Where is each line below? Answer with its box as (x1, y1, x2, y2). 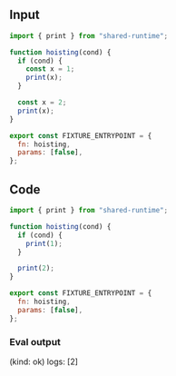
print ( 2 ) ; (17, 263, 54, 273)
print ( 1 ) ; (25, 239, 64, 248)
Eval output (9, 335, 62, 348)
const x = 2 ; (17, 98, 67, 107)
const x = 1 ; (25, 64, 75, 74)
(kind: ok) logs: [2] (9, 356, 79, 367)
